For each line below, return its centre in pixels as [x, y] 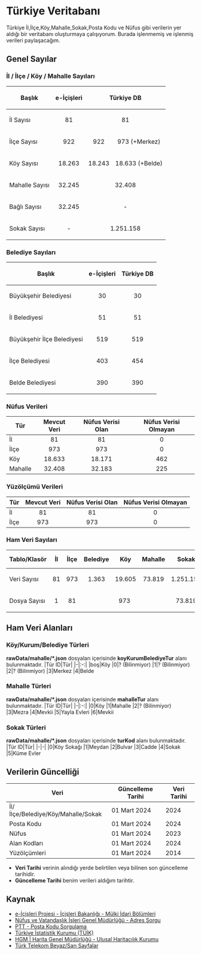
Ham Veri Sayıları [32, 540]
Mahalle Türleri [29, 686]
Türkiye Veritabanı [53, 11]
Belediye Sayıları [31, 252]
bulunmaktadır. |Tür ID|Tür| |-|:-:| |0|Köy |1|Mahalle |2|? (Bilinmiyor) [89, 705]
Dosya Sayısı [27, 601]
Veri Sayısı [24, 579]
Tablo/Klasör [28, 559]
